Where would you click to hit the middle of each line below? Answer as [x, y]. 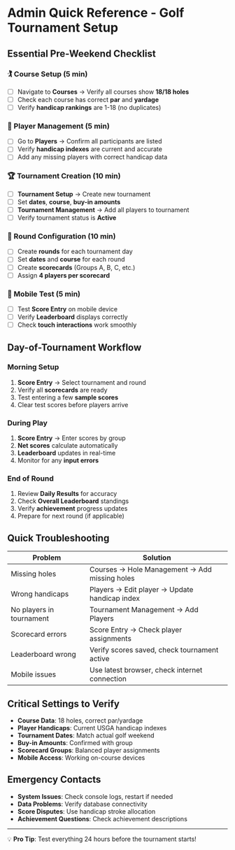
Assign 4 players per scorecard [64, 275]
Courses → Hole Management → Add [151, 569]
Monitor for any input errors [58, 460]
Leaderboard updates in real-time [66, 453]
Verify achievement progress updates [72, 509]
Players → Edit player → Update [142, 590]
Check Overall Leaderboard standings [73, 501]
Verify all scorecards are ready [62, 390]
